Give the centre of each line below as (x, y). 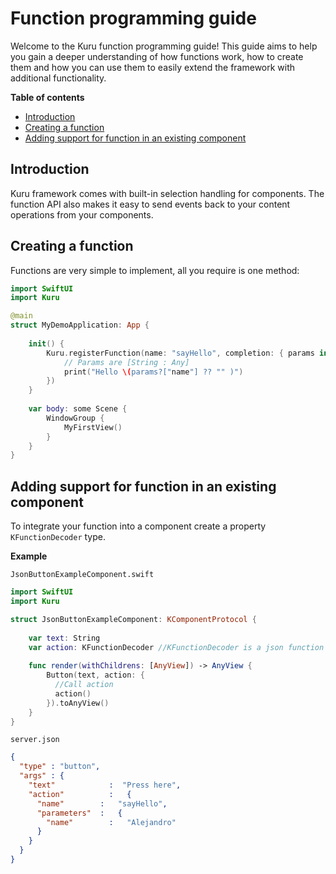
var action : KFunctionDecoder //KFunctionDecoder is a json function (176, 647)
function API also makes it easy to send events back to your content (150, 204)
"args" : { (42, 776)
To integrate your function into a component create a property (138, 526)
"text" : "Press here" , (105, 785)
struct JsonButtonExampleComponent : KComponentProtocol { (133, 619)
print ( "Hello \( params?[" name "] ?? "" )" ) (153, 372)
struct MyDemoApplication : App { (80, 325)
